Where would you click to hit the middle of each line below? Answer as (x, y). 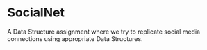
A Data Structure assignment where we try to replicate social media (104, 32)
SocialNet (36, 13)
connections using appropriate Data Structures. (75, 38)
